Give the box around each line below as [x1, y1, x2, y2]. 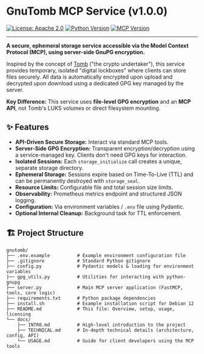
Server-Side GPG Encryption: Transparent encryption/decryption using [15, 144, 195, 152]
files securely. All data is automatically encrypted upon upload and [6, 73, 173, 80]
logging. [15, 196, 36, 204]
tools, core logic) [6, 289, 56, 296]
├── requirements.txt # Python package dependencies [6, 295, 156, 301]
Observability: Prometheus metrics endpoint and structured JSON [15, 190, 182, 197]
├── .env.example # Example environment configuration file [6, 252, 186, 258]
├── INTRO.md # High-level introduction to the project [17, 322, 186, 328]
